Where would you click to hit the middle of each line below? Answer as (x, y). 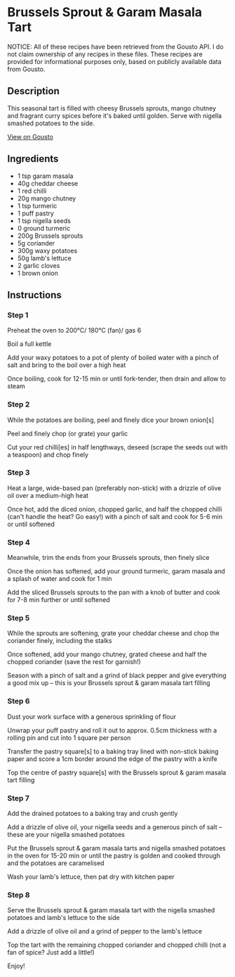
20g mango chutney (47, 198)
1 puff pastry (35, 213)
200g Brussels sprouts (50, 236)
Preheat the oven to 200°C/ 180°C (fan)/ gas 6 (74, 331)
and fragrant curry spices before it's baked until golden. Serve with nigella (115, 115)
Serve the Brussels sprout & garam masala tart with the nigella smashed (111, 910)
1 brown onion (38, 273)
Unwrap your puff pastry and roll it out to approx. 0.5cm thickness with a (112, 730)
